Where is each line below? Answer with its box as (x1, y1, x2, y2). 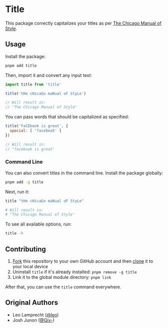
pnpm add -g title (5, 179, 44, 184)
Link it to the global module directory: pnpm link (12, 274, 111, 280)
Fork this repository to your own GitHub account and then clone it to (12, 258, 153, 264)
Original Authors (5, 298, 59, 307)
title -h (5, 231, 24, 236)
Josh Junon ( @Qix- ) (12, 317, 55, 323)
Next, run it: (5, 188, 30, 194)
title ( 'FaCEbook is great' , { (5, 124, 69, 129)
